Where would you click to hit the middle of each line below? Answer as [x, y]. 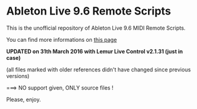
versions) [18, 76]
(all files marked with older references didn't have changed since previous [99, 69]
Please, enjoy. [24, 99]
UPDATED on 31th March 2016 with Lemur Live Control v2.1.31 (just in [95, 51]
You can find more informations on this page [62, 39]
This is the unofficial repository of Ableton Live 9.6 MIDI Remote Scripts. [96, 28]
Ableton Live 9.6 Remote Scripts [89, 11]
